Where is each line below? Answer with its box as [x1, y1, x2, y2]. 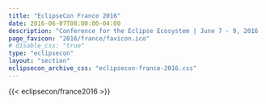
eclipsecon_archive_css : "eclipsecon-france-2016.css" [8, 64, 197, 73]
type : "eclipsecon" [8, 49, 74, 57]
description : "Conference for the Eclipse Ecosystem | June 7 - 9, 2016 [8, 27, 259, 35]
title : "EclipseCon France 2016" [8, 11, 121, 20]
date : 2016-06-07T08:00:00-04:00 [8, 19, 121, 27]
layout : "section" [8, 57, 70, 65]
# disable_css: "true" [8, 42, 85, 50]
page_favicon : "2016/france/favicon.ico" [8, 34, 150, 43]
